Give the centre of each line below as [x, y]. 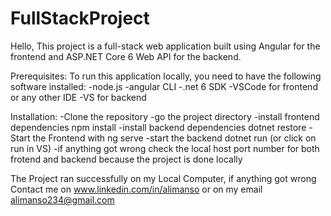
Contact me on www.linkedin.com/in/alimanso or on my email [136, 189]
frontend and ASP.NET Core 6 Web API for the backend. [126, 56]
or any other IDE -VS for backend [78, 97]
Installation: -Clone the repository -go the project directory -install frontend [165, 116]
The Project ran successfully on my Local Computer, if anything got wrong [163, 178]
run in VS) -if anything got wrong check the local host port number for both [165, 148]
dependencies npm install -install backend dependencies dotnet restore [158, 127]
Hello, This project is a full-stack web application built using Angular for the [165, 46]
